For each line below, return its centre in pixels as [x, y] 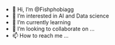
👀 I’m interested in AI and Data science [61, 16]
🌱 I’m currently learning [41, 22]
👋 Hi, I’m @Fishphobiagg [43, 9]
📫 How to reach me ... [40, 36]
